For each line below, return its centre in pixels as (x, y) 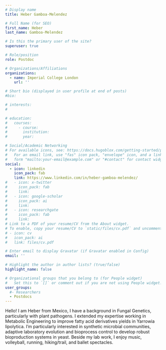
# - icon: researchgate (32, 210)
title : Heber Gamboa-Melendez (36, 14)
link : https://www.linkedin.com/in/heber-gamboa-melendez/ (76, 178)
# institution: (27, 132)
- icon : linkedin (27, 169)
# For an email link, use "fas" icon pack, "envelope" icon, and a (78, 155)
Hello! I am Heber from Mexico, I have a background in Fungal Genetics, (78, 311)
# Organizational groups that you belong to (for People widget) (74, 278)
